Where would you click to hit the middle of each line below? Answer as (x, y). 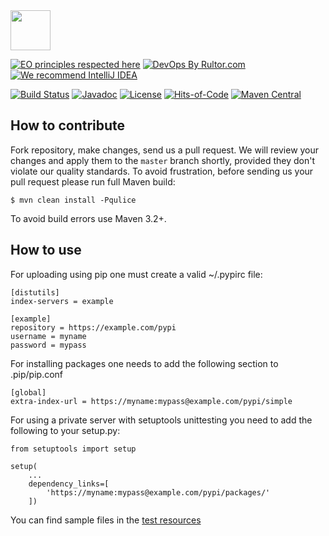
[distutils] (35, 292)
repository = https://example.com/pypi (93, 327)
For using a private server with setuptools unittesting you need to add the (161, 420)
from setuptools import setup (73, 449)
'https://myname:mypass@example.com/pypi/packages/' (158, 492)
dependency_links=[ (69, 484)
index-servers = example (62, 301)
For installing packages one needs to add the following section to (144, 363)
